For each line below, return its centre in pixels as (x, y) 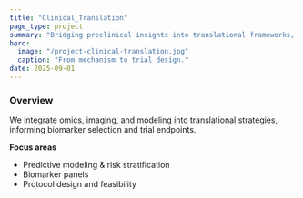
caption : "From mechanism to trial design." (103, 60)
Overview (31, 100)
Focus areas (33, 147)
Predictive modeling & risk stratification (96, 165)
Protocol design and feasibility (79, 184)
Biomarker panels (56, 174)
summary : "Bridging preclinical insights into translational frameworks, (152, 35)
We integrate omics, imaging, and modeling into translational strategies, (144, 120)
